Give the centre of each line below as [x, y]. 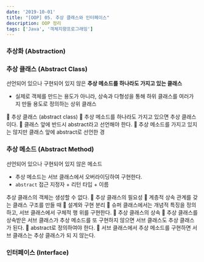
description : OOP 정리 [34, 23]
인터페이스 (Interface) [37, 252]
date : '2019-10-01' [31, 12]
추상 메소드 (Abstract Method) [50, 150]
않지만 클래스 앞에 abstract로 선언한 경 [59, 132]
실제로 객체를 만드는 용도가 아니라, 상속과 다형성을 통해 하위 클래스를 [96, 96]
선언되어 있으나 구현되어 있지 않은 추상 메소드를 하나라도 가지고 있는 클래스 [94, 83]
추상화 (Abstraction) [36, 51]
